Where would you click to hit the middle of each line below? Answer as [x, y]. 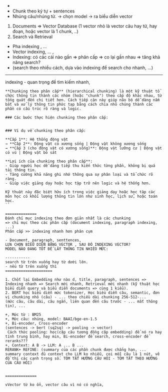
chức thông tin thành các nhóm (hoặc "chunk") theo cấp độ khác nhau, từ [84, 96]
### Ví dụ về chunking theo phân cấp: [45, 131]
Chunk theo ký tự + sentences [43, 11]
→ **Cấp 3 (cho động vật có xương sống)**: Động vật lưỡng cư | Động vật [84, 148]
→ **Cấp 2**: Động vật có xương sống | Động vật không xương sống [76, 144]
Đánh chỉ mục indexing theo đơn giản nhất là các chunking [68, 218]
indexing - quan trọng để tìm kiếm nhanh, [48, 82]
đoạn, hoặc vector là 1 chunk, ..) [45, 31]
